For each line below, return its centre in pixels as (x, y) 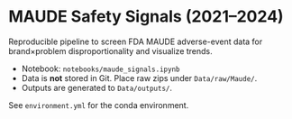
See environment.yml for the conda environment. (99, 105)
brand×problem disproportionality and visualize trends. (110, 50)
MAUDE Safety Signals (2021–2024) (146, 17)
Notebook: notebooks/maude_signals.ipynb (100, 69)
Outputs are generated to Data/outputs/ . (97, 87)
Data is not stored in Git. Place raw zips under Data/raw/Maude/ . (139, 78)
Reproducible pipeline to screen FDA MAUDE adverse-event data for (136, 41)
